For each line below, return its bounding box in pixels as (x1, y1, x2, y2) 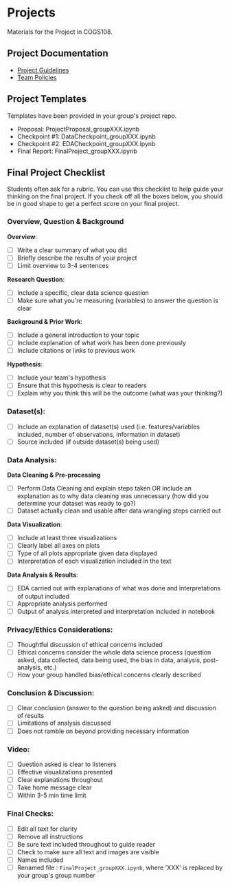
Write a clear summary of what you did (16, 246, 127, 254)
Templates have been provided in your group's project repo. (7, 112, 177, 120)
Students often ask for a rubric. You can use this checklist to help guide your (7, 185, 224, 194)
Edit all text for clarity (16, 825, 78, 833)
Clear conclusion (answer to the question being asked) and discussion (16, 704, 216, 712)
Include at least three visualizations (16, 534, 117, 542)
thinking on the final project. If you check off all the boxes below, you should (7, 192, 223, 200)
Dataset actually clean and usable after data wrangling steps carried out (16, 506, 221, 515)
